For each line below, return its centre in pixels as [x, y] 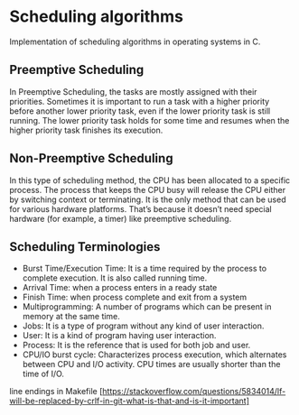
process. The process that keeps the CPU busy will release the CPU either [148, 189]
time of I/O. [43, 374]
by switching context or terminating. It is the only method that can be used [148, 199]
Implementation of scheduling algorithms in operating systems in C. [135, 41]
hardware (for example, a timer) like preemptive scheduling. [121, 218]
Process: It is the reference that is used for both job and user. [136, 346]
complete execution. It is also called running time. [115, 278]
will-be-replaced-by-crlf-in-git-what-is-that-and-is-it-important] [130, 401]
